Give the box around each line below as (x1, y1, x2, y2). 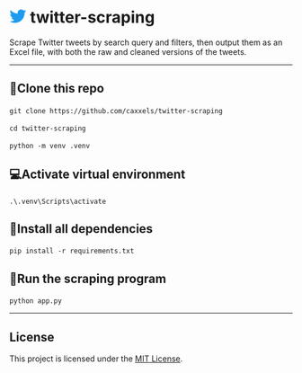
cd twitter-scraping (9, 124, 87, 133)
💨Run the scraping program (9, 271, 166, 286)
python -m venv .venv (9, 141, 91, 150)
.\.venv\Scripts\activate (9, 197, 106, 206)
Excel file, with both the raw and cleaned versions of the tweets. (9, 46, 247, 57)
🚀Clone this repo (9, 81, 105, 96)
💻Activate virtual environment (9, 167, 186, 182)
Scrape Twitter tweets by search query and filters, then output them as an (9, 37, 283, 48)
